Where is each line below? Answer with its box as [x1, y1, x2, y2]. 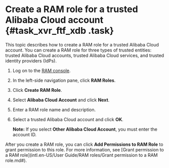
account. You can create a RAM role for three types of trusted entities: [5, 47, 152, 53]
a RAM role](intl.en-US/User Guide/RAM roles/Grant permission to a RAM [5, 152, 158, 158]
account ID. [12, 131, 37, 137]
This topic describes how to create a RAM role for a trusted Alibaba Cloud [5, 41, 159, 47]
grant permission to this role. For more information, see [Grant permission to [5, 146, 164, 152]
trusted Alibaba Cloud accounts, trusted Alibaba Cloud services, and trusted [5, 52, 164, 59]
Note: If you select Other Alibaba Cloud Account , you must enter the [12, 126, 158, 132]
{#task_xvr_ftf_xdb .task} [5, 25, 114, 36]
